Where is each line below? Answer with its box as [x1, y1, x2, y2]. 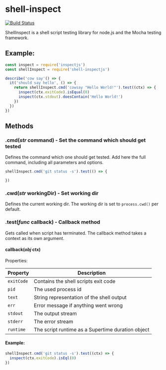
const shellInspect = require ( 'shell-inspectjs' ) [5, 67, 110, 72]
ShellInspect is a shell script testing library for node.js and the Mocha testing [5, 29, 162, 35]
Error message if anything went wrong [34, 302, 123, 308]
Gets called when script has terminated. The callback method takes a [5, 230, 147, 236]
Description [77, 269, 106, 276]
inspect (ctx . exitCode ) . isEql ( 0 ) [9, 356, 77, 361]
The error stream [34, 318, 73, 325]
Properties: [5, 257, 28, 263]
